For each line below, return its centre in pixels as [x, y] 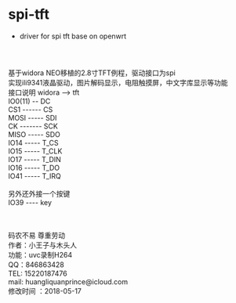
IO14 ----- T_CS [33, 143]
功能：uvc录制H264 [40, 255]
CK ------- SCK [33, 126]
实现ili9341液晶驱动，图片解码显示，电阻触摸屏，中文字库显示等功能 [118, 83]
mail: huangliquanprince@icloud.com [68, 282]
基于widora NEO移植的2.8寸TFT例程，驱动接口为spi [92, 73]
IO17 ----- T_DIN [34, 160]
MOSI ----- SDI [33, 118]
